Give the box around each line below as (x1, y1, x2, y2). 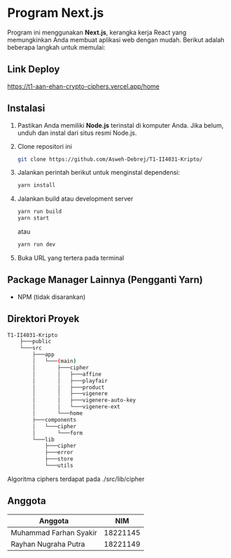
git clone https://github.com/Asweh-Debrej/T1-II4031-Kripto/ (17, 156, 203, 163)
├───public (20, 338, 52, 345)
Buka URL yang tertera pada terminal (17, 253, 125, 262)
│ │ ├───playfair (32, 377, 108, 384)
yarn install (17, 182, 56, 189)
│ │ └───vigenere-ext (32, 404, 120, 411)
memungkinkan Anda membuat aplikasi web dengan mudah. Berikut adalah (7, 35, 225, 44)
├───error (44, 449, 73, 456)
